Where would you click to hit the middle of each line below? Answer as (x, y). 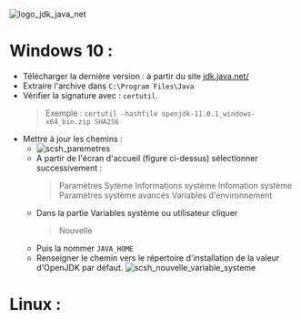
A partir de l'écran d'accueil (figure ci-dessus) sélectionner (147, 158)
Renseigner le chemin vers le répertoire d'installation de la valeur (158, 258)
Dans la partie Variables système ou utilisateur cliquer (137, 212)
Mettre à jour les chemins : (72, 139)
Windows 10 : (61, 51)
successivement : (69, 168)
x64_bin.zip (68, 122)
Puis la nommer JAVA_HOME (85, 248)
